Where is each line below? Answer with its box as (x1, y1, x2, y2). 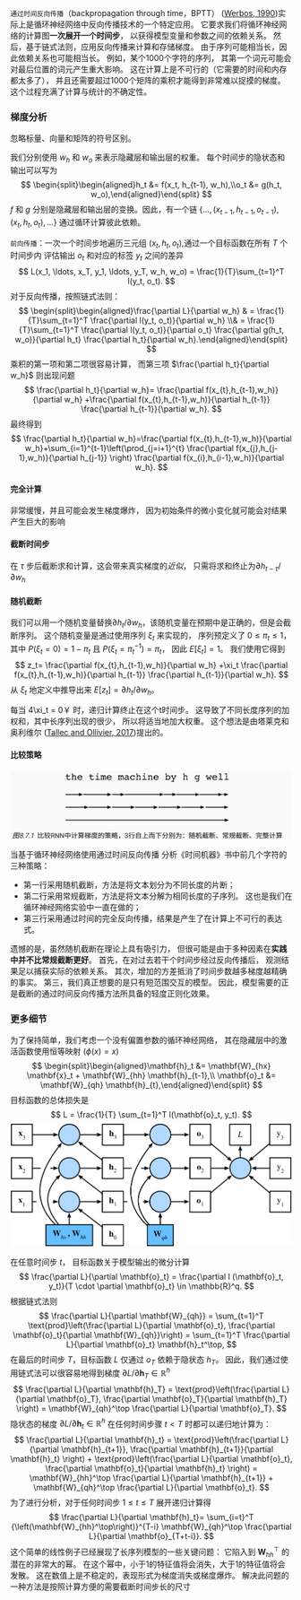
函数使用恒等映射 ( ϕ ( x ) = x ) (17, 1046, 119, 1057)
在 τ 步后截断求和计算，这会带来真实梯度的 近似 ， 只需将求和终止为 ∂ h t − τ (10, 560, 279, 573)
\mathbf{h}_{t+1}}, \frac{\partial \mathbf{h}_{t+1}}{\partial (60, 1444, 274, 1455)
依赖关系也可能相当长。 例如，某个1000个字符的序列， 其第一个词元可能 (17, 53, 285, 63)
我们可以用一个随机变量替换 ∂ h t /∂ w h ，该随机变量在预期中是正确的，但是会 (10, 617, 284, 630)
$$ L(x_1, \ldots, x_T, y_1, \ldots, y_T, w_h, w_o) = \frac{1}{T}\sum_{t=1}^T (18, 266, 285, 277)
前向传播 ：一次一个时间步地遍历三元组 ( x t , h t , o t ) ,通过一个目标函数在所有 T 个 (10, 237, 288, 250)
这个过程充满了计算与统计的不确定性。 (10, 86, 151, 97)
